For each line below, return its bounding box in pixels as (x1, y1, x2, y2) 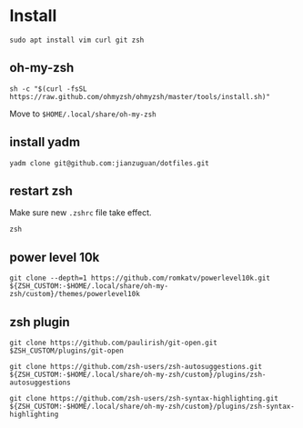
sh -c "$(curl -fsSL (9, 84, 88, 94)
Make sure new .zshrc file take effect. (9, 207, 152, 218)
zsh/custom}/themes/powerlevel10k (9, 290, 141, 299)
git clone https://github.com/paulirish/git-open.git (9, 338, 218, 347)
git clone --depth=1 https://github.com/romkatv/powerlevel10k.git (9, 274, 271, 283)
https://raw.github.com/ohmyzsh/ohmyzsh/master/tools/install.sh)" (9, 92, 271, 101)
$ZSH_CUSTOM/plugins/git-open (9, 346, 125, 355)
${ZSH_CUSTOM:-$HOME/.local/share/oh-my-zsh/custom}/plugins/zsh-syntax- (9, 402, 296, 411)
